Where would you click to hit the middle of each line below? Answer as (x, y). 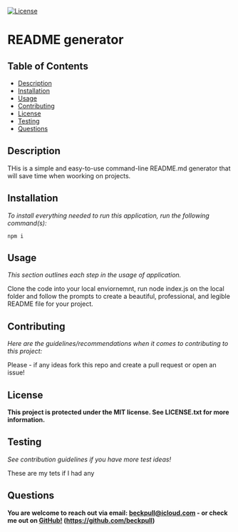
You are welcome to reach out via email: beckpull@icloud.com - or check (118, 513)
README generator (66, 40)
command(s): (27, 223)
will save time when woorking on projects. (69, 175)
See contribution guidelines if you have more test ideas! (89, 459)
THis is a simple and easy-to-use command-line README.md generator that (119, 168)
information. (26, 420)
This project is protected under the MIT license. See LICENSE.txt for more (118, 412)
